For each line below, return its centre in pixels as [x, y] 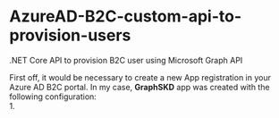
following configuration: [53, 97]
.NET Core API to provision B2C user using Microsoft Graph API [126, 60]
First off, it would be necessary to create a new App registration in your [140, 77]
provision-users [70, 35]
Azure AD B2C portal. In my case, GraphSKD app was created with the [139, 87]
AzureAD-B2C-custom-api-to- [126, 17]
